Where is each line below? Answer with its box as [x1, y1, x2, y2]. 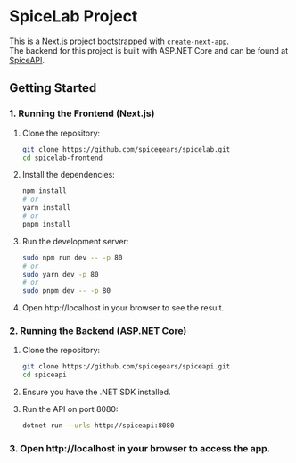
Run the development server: [21, 236, 129, 246]
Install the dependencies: [21, 169, 116, 180]
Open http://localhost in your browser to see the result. [21, 302, 225, 313]
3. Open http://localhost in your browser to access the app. [9, 442, 271, 454]
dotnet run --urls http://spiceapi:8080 [21, 421, 175, 430]
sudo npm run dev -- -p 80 [21, 252, 123, 262]
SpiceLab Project [9, 6, 138, 27]
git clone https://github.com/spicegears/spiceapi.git [21, 362, 231, 371]
